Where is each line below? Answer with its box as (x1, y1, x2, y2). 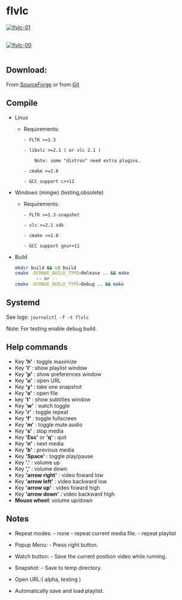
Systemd (6, 298, 40, 308)
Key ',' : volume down (14, 465, 68, 472)
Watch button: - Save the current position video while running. (14, 553, 167, 560)
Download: (6, 65, 47, 75)
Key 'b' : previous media (14, 446, 75, 453)
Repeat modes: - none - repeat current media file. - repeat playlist (14, 529, 177, 536)
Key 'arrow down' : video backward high (14, 490, 115, 497)
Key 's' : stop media (14, 427, 64, 434)
